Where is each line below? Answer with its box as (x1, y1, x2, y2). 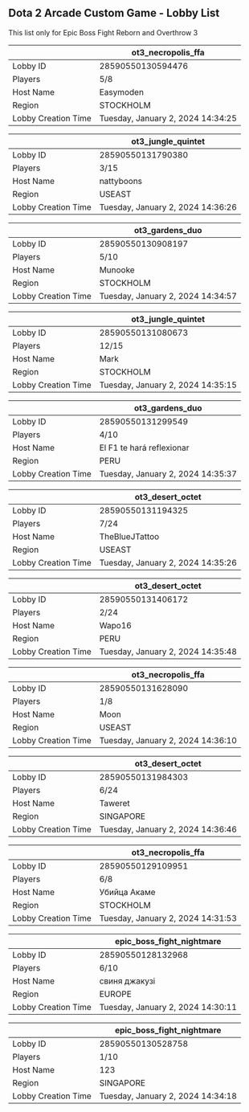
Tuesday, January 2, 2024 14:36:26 (99, 201, 237, 212)
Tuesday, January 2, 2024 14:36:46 (99, 824, 237, 835)
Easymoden (99, 86, 145, 97)
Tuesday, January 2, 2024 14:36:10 (99, 734, 237, 746)
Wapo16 (99, 619, 133, 631)
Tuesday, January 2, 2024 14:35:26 (99, 557, 237, 568)
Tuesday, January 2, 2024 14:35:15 (99, 379, 237, 390)
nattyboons (99, 175, 143, 186)
